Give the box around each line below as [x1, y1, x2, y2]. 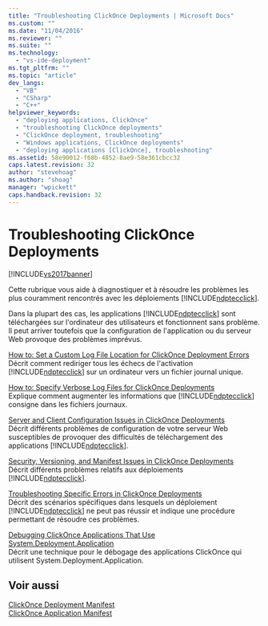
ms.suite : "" [8, 42, 52, 50]
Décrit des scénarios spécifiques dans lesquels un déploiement [8, 497, 218, 506]
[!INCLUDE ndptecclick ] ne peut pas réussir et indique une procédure [8, 506, 235, 515]
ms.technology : [8, 49, 59, 57]
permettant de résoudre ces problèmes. [8, 514, 140, 524]
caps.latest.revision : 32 [8, 161, 94, 169]
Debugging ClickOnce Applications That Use [8, 530, 156, 539]
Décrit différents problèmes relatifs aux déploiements [8, 465, 184, 474]
